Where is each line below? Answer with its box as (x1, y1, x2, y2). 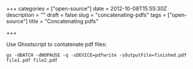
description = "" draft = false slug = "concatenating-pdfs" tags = (6, 11, 167, 18)
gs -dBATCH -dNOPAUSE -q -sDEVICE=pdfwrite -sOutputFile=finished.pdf (6, 52, 187, 58)
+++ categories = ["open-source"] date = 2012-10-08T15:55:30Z (6, 5, 167, 12)
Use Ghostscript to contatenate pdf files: (6, 41, 107, 48)
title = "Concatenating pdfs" (29, 18, 99, 24)
